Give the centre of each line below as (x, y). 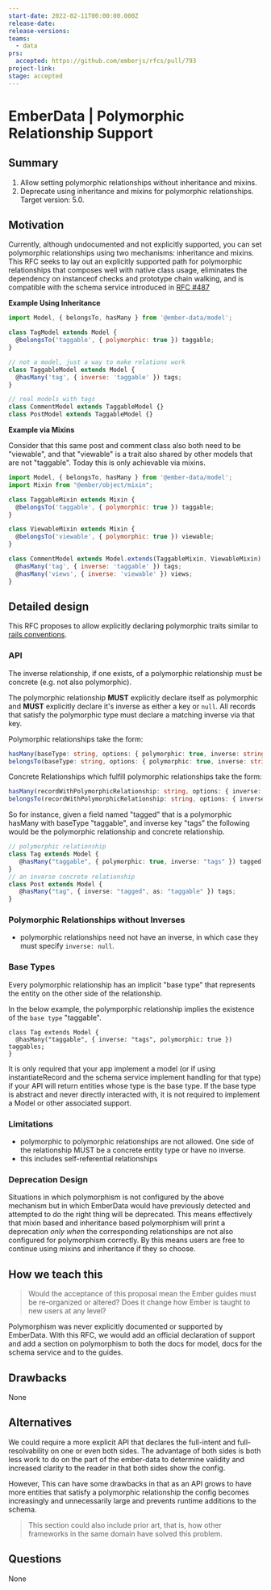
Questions (35, 1559)
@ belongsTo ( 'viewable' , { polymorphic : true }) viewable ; (115, 537)
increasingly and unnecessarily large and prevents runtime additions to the (132, 1500)
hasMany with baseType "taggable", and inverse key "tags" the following (129, 823)
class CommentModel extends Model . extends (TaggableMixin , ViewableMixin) (135, 559)
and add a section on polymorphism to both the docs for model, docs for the (135, 1344)
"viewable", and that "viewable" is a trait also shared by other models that (131, 455)
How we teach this (56, 1274)
